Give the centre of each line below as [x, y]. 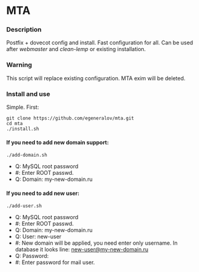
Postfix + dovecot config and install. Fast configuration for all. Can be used [100, 42]
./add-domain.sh [27, 155]
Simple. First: [23, 107]
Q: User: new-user [38, 237]
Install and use [28, 93]
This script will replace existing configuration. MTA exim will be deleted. [96, 78]
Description [24, 30]
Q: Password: [32, 256]
